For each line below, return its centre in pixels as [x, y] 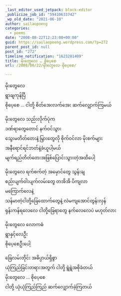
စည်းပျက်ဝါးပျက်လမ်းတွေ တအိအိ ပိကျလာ [47, 181]
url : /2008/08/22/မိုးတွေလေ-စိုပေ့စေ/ [41, 65]
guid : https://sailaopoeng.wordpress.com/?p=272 [57, 42]
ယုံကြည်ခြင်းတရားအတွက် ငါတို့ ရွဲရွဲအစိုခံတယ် [49, 268]
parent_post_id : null [28, 47]
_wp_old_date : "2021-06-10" [34, 19]
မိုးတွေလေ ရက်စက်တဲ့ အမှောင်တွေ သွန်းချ [45, 172]
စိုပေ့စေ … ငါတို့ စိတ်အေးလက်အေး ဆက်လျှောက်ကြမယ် [59, 105]
